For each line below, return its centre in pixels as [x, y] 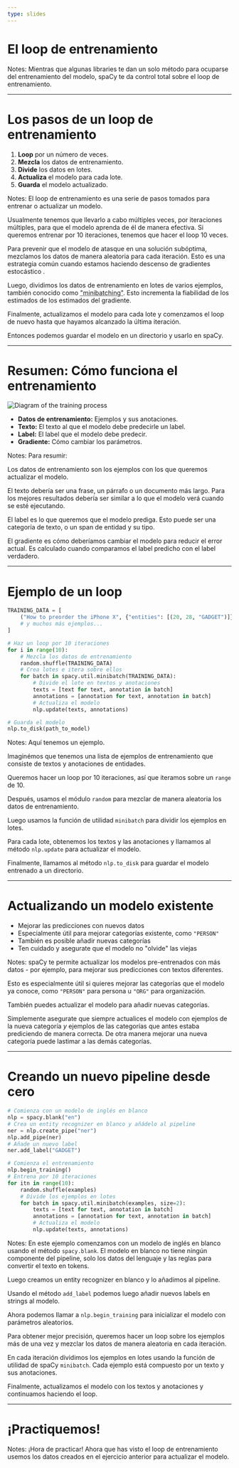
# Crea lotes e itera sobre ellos [71, 670]
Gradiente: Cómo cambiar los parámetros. [80, 442]
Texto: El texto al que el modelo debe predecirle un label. [102, 427]
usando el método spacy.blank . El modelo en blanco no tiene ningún [107, 1250]
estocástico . [26, 271]
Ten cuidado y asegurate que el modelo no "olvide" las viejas [107, 949]
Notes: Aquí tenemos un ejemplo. [56, 743]
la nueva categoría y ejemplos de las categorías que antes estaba [103, 1026]
